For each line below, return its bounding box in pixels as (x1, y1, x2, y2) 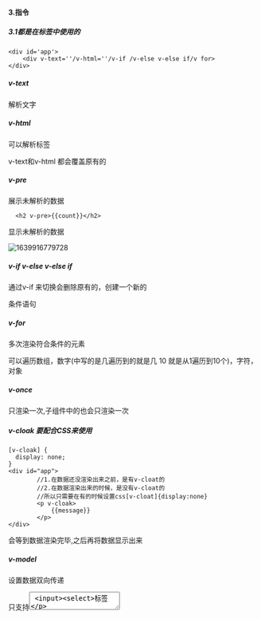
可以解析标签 (8, 140, 50, 149)
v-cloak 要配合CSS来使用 (8, 425, 92, 435)
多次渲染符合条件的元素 (8, 339, 85, 349)
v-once (8, 385, 33, 394)
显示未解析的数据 (8, 227, 64, 237)
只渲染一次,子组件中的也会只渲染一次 (8, 406, 130, 416)
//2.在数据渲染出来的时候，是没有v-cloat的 (37, 484, 166, 492)
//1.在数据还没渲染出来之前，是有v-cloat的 (37, 475, 166, 484)
